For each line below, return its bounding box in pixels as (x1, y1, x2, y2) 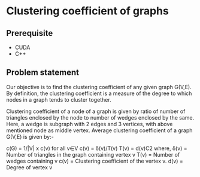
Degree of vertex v (6, 163, 53, 171)
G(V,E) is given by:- (6, 133, 54, 140)
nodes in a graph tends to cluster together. (6, 96, 112, 103)
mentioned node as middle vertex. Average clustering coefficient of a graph (6, 127, 193, 134)
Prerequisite (6, 28, 53, 38)
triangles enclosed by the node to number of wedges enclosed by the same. (6, 114, 195, 121)
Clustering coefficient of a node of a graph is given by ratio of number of (6, 108, 186, 115)
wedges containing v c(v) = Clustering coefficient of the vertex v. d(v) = (6, 157, 184, 164)
